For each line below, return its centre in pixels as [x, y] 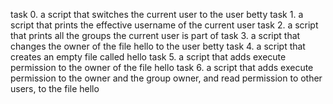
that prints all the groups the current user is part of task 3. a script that [155, 35]
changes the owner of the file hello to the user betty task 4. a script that [158, 46]
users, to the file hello [55, 88]
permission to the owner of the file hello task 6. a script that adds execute [162, 67]
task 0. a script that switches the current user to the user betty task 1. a [157, 14]
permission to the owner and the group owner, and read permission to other [166, 78]
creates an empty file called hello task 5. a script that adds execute [148, 57]
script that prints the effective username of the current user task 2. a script [164, 25]
